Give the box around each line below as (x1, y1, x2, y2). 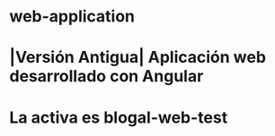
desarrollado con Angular (9, 66, 204, 87)
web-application (9, 6, 136, 27)
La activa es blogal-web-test (9, 107, 228, 127)
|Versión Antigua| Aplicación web (9, 47, 267, 68)
